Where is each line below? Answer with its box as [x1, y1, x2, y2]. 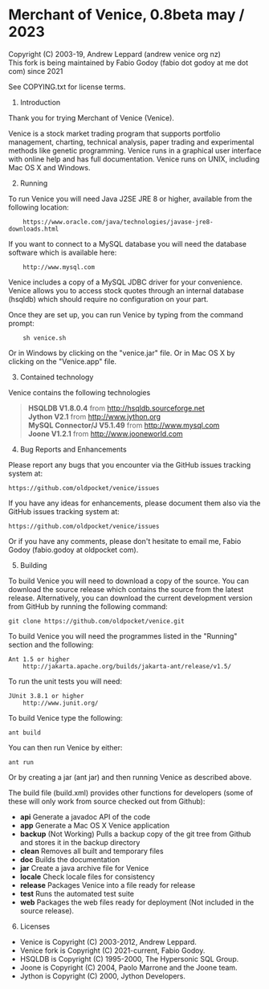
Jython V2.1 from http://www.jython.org [27, 411, 161, 421]
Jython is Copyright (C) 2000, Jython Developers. [19, 971, 186, 981]
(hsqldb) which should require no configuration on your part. [8, 294, 209, 304]
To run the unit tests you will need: [8, 676, 123, 686]
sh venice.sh [22, 333, 67, 342]
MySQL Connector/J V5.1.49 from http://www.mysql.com [27, 420, 220, 430]
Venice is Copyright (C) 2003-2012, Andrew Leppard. [19, 937, 197, 946]
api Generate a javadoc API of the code [19, 811, 151, 821]
